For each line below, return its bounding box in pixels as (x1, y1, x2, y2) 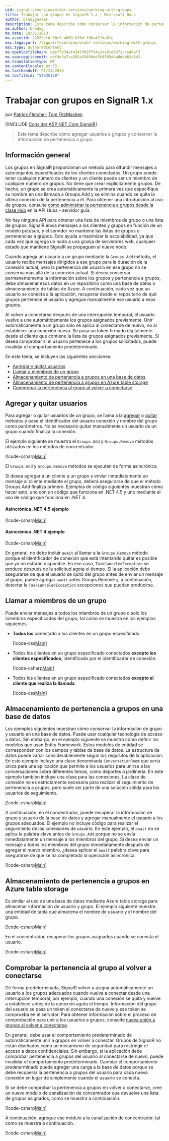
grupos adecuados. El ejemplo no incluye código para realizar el (5, 820, 138, 826)
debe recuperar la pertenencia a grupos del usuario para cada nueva (5, 1069, 148, 1075)
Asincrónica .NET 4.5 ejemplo (5, 506, 69, 512)
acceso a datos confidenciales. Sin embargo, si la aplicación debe (5, 1048, 142, 1054)
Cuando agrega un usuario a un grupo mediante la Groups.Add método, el (5, 253, 156, 260)
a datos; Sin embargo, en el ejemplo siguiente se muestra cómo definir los (5, 737, 159, 743)
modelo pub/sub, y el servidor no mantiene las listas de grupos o (5, 227, 140, 233)
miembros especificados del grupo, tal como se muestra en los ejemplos (5, 615, 156, 621)
